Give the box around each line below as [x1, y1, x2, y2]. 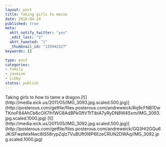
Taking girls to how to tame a [5, 94, 64, 100]
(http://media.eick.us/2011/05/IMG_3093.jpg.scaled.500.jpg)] [5, 99, 130, 105]
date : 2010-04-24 [5, 16, 41, 21]
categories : [5, 62, 30, 67]
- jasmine [5, 71, 26, 77]
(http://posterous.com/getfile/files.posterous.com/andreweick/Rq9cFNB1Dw [5, 104, 161, 110]
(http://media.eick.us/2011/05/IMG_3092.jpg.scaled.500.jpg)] [5, 120, 130, 126]
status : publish [5, 81, 39, 86]
